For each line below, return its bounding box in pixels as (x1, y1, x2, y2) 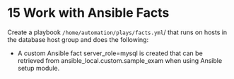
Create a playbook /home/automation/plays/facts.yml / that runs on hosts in (7, 28, 228, 36)
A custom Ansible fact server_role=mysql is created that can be (17, 49, 203, 57)
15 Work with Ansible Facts (7, 5, 170, 21)
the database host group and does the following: (7, 35, 149, 43)
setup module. (17, 64, 60, 72)
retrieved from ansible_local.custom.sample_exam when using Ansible (17, 56, 223, 64)
